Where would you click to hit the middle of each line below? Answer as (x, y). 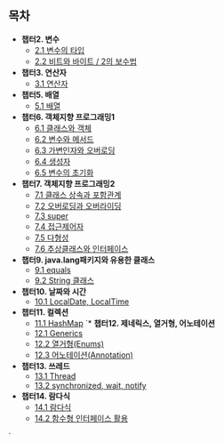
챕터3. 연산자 (44, 72)
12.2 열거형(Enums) (69, 343)
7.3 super (51, 215)
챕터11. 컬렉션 (44, 312)
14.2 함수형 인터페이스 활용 (81, 418)
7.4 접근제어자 (59, 226)
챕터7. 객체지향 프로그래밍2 (68, 183)
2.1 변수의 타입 (60, 50)
